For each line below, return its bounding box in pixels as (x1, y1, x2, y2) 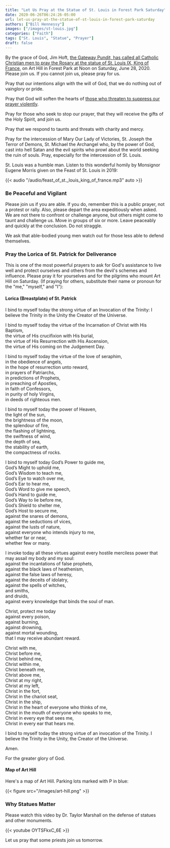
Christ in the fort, (5, 688, 41, 694)
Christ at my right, (5, 677, 43, 683)
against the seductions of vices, (5, 518, 72, 524)
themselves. (5, 238, 31, 244)
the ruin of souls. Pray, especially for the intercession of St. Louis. (5, 152, 142, 158)
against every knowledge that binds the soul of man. (5, 598, 115, 604)
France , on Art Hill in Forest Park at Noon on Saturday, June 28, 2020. (5, 65, 151, 71)
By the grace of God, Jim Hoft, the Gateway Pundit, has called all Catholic (5, 54, 159, 60)
